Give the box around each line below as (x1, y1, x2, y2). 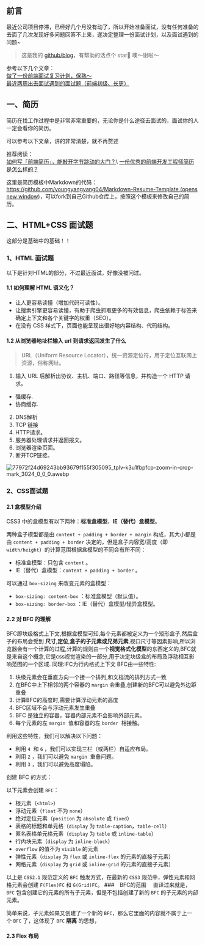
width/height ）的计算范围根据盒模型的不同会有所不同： (6, 546, 146, 553)
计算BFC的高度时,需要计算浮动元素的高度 (15, 696, 119, 704)
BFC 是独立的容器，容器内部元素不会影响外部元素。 (15, 712, 145, 719)
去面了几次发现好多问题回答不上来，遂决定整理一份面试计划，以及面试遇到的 (6, 31, 199, 38)
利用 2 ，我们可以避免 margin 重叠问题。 (15, 753, 117, 761)
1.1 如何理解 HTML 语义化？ (6, 284, 75, 291)
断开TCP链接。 (15, 451, 53, 459)
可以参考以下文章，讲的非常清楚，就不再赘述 (6, 137, 119, 145)
